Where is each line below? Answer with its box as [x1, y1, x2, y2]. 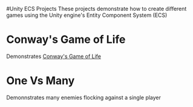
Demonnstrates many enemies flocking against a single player [6, 94, 162, 101]
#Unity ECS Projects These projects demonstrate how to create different [6, 5, 187, 12]
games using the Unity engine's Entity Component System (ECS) [6, 11, 168, 19]
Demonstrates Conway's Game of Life [6, 53, 102, 60]
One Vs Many [6, 74, 75, 88]
